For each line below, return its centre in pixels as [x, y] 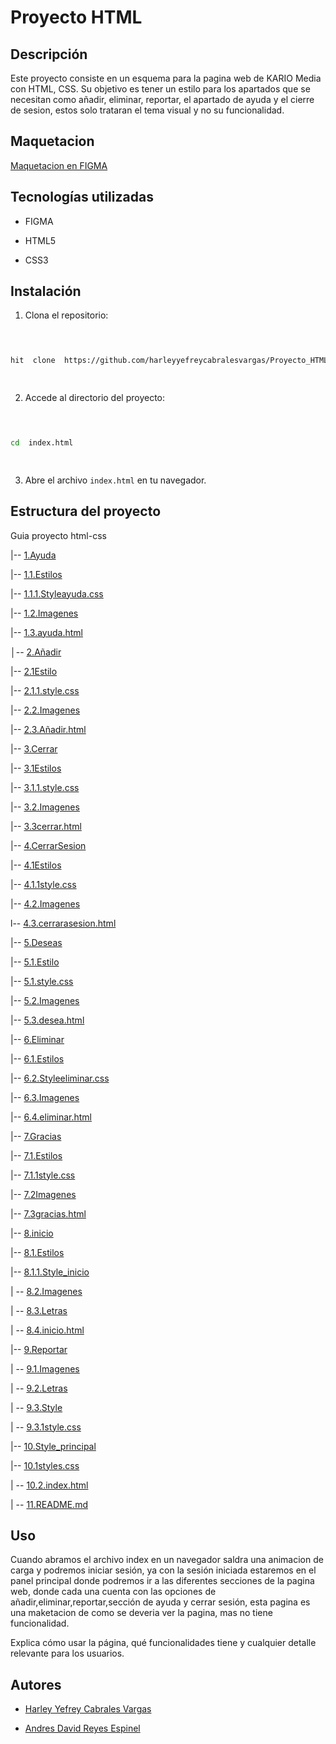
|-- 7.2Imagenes [43, 1194]
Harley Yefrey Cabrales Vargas [88, 1709]
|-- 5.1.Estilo [35, 962]
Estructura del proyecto [86, 511]
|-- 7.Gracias [36, 1136]
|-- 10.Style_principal [53, 1446]
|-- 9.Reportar [39, 1349]
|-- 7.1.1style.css [43, 1175]
